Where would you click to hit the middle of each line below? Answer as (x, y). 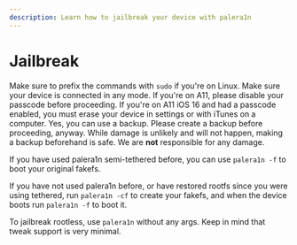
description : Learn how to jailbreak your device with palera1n (130, 17)
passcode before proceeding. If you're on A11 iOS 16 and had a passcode (143, 104)
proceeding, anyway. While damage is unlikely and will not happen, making (146, 133)
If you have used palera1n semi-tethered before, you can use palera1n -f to (148, 159)
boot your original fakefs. (55, 168)
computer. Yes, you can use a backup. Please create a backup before (136, 123)
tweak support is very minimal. (65, 231)
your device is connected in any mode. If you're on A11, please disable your (146, 95)
